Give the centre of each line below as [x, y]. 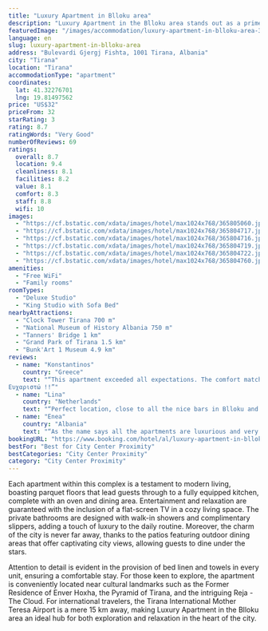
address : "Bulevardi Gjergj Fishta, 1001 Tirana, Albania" [108, 53]
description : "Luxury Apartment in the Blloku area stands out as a [124, 23]
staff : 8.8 [33, 201]
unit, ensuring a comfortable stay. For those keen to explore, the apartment [132, 576]
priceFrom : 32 [32, 113]
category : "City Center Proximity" [67, 461]
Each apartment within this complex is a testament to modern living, [120, 484]
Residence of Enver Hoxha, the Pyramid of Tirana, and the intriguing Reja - [131, 593]
